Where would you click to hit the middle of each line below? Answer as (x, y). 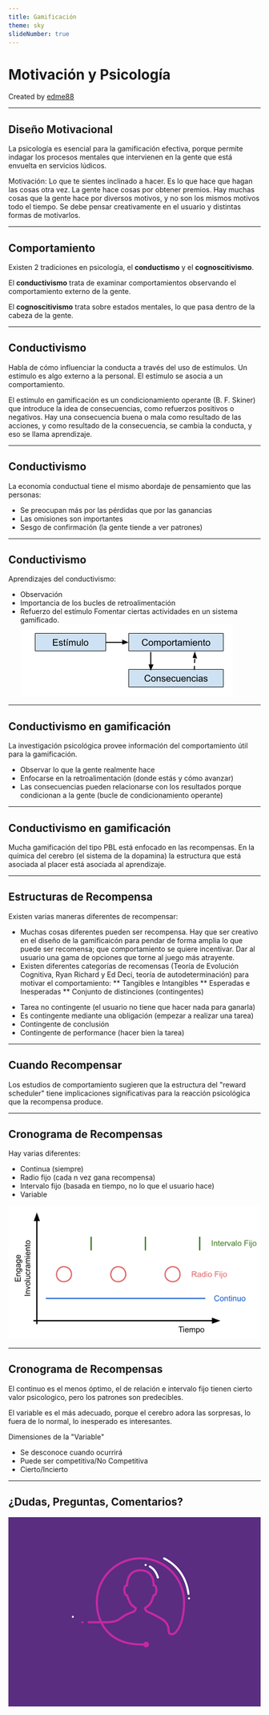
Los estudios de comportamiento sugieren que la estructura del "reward (127, 1084)
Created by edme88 (41, 97)
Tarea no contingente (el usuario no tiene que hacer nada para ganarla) (138, 1007)
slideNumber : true (39, 34)
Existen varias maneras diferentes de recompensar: (93, 916)
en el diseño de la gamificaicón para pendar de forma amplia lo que (131, 940)
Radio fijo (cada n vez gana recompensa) (88, 1177)
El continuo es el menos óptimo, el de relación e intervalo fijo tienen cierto (130, 1388)
